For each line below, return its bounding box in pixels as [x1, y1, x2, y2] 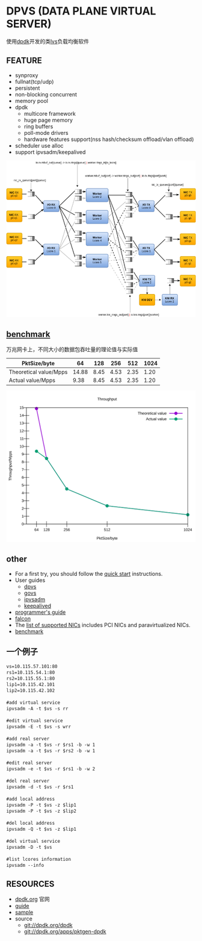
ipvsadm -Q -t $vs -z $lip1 [6, 827, 77, 833]
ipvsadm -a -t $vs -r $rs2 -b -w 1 [6, 748, 96, 754]
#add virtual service [6, 700, 61, 706]
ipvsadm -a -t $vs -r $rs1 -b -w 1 [6, 742, 96, 748]
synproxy [14, 71, 38, 79]
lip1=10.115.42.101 [6, 682, 55, 688]
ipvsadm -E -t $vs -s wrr [6, 724, 71, 730]
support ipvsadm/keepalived [14, 148, 86, 155]
